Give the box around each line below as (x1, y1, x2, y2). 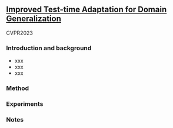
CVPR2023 (6, 29, 34, 36)
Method (6, 84, 29, 92)
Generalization (6, 14, 62, 24)
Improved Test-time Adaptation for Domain (6, 5, 167, 15)
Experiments (6, 99, 44, 108)
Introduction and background (6, 44, 92, 52)
